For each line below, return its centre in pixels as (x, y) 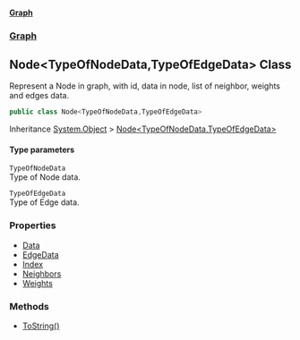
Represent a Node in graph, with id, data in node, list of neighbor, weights (145, 86)
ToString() (41, 326)
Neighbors (42, 274)
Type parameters (42, 149)
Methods (29, 306)
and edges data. (39, 96)
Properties (33, 225)
